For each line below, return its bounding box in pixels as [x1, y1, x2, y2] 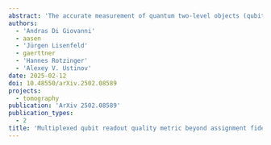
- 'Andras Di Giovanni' [15, 27, 95, 35]
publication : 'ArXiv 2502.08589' [8, 101, 121, 110]
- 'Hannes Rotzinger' [15, 57, 89, 65]
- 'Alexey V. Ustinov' [15, 64, 92, 72]
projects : [8, 86, 42, 95]
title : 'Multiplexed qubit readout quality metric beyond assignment [8, 124, 248, 132]
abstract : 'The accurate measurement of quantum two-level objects [8, 11, 240, 20]
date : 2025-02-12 [8, 72, 67, 80]
